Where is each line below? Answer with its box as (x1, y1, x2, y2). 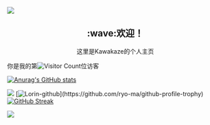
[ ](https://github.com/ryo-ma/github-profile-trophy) (15, 89, 204, 98)
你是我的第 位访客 (7, 62, 100, 70)
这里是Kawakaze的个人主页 (76, 47, 154, 55)
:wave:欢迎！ (86, 27, 144, 39)
